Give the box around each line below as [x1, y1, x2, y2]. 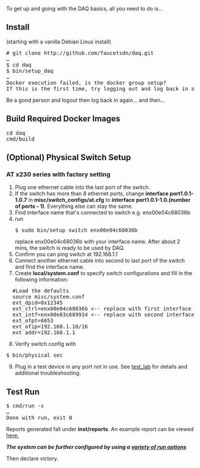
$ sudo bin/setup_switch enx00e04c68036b [14, 227, 138, 234]
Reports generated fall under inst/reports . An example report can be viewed [6, 426, 194, 433]
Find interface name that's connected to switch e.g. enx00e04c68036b [14, 209, 190, 216]
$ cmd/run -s [6, 403, 45, 410]
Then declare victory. [6, 455, 58, 462]
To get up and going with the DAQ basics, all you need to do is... [6, 5, 164, 12]
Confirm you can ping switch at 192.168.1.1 [14, 251, 118, 258]
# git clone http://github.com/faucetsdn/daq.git [6, 49, 154, 56]
